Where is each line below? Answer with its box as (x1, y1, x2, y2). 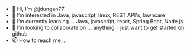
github (11, 30, 28, 37)
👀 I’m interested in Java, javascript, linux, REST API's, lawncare (11, 12, 166, 19)
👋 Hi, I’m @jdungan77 (11, 6, 65, 12)
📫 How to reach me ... (11, 37, 67, 44)
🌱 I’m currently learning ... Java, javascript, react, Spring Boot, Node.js (11, 18, 183, 24)
